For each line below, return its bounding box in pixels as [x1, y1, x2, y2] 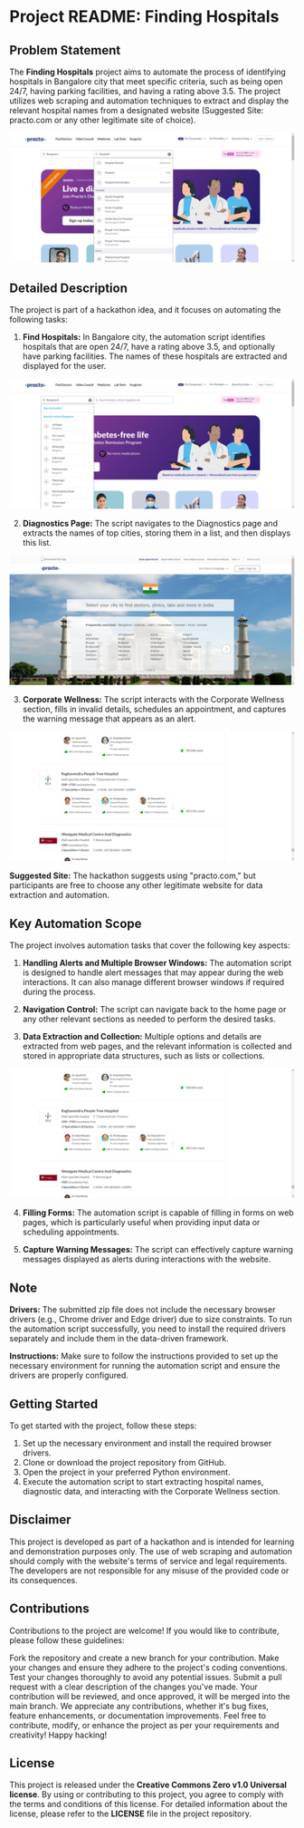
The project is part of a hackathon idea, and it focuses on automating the [9, 305, 281, 315]
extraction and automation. [9, 890, 110, 901]
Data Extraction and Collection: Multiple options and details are [22, 1031, 262, 1042]
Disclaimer [9, 1512, 71, 1528]
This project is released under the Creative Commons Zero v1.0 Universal [9, 1779, 288, 1791]
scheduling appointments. [22, 1226, 120, 1238]
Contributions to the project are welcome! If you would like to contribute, [9, 1625, 280, 1636]
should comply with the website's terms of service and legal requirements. [9, 1555, 288, 1566]
